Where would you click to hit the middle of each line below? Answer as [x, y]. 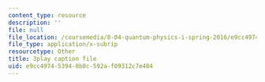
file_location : [33, 37]
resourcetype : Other [42, 52]
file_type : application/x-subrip [63, 45]
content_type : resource [47, 15]
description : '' [35, 23]
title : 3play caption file [52, 59]
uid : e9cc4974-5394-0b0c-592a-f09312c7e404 [81, 66]
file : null [26, 30]
